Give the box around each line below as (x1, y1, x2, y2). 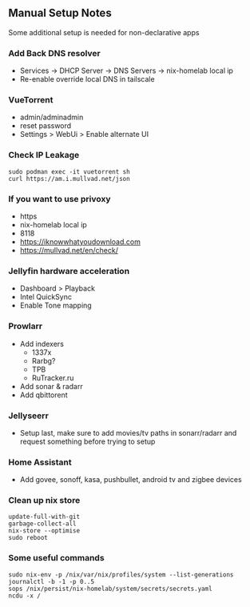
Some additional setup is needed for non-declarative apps (8, 27, 200, 37)
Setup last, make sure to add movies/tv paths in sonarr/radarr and (19, 428, 237, 437)
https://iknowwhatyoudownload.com (19, 237, 141, 247)
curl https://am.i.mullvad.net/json (8, 175, 130, 183)
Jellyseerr (8, 410, 50, 421)
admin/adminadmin (19, 112, 84, 123)
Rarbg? (31, 356, 56, 365)
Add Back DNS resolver (8, 47, 101, 58)
